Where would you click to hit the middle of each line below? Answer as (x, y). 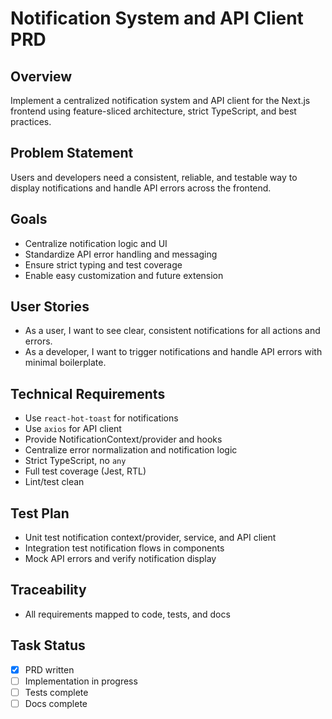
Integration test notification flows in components (124, 548)
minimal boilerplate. (65, 363)
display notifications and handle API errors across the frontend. (141, 188)
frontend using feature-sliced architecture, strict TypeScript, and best (153, 111)
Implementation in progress (81, 681)
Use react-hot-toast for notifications (101, 418)
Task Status (48, 645)
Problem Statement (72, 153)
